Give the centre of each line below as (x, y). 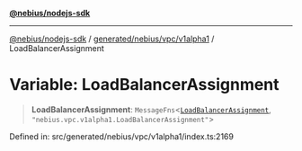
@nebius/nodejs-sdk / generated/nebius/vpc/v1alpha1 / (112, 39)
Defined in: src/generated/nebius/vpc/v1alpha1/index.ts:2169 (121, 136)
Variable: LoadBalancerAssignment (145, 85)
